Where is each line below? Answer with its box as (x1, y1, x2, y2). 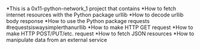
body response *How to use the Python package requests (6, 18, 150, 24)
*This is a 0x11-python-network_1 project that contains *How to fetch (6, 5, 177, 12)
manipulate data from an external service (6, 37, 107, 43)
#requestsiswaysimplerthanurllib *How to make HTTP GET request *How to (6, 24, 193, 31)
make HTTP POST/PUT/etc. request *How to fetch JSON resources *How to (6, 30, 195, 37)
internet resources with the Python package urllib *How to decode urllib (6, 11, 184, 18)
